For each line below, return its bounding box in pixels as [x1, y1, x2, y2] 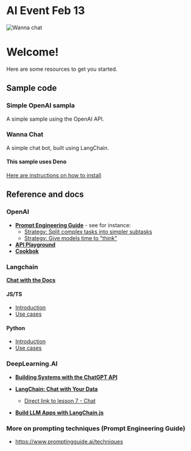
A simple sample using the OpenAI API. [6, 115, 105, 123]
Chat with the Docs [6, 277, 56, 284]
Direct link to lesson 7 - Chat [24, 397, 96, 404]
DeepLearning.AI [6, 360, 58, 368]
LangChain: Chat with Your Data [15, 385, 99, 392]
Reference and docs [6, 190, 84, 200]
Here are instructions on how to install [6, 172, 102, 179]
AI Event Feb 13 [6, 4, 85, 18]
